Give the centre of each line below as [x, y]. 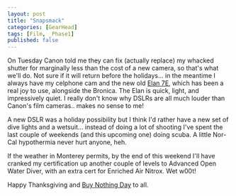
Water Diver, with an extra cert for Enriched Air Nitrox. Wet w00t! [102, 171]
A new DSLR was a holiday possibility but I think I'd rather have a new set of [118, 120]
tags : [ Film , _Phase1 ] [41, 34]
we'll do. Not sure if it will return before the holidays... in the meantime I [112, 76]
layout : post [27, 14]
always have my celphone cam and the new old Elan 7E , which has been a [116, 83]
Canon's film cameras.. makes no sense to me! [75, 106]
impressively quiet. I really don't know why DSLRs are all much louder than [116, 98]
